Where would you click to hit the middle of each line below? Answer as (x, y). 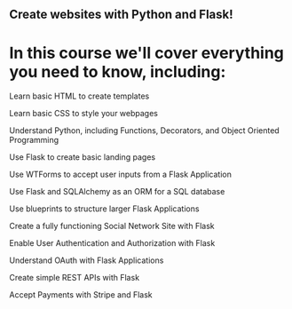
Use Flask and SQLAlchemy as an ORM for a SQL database (117, 192)
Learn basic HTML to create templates (79, 96)
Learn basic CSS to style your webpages (83, 114)
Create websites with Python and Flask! (121, 15)
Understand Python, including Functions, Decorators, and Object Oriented (144, 131)
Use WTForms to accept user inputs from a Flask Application (121, 174)
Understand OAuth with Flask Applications (87, 260)
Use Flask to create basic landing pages (83, 157)
